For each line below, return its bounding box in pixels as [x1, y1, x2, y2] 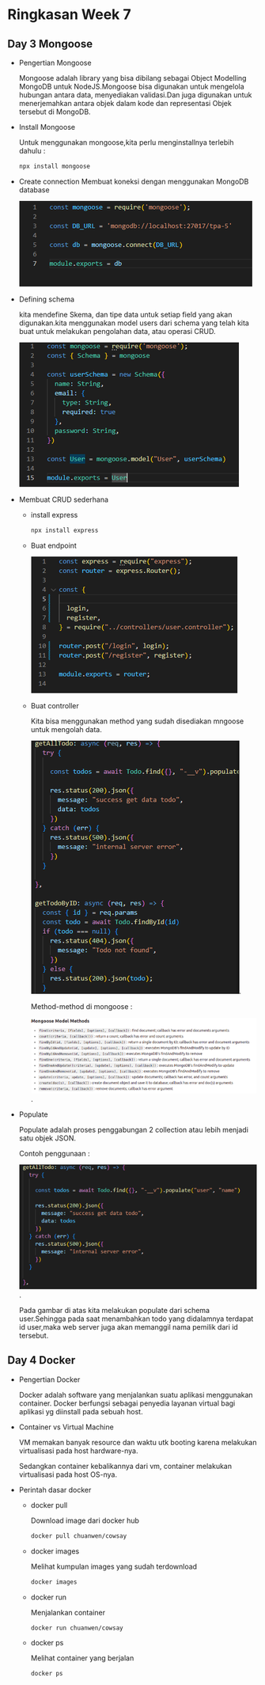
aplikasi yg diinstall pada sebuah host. [18, 1406, 143, 1416]
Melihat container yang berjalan [30, 1653, 134, 1663]
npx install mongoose [18, 162, 90, 170]
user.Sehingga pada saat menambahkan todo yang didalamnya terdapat [18, 1314, 254, 1323]
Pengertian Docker [18, 1375, 81, 1384]
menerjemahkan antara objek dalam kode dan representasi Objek [18, 99, 233, 108]
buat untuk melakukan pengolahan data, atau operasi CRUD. [18, 326, 216, 336]
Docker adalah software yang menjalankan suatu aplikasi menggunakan [18, 1390, 254, 1399]
